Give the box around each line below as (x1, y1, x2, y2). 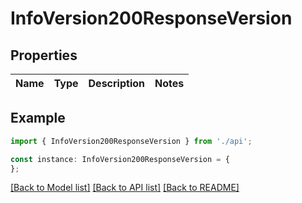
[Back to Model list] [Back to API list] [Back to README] (10, 182, 240, 194)
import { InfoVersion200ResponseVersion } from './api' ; (10, 136, 253, 146)
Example (10, 110, 66, 127)
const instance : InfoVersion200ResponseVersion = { (10, 154, 230, 164)
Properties (10, 47, 78, 64)
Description (88, 77, 145, 90)
